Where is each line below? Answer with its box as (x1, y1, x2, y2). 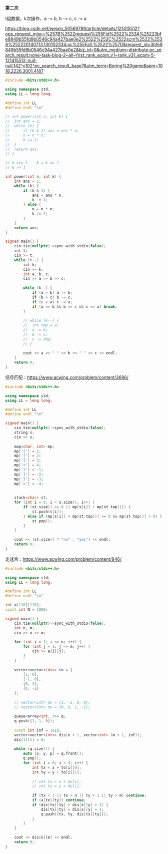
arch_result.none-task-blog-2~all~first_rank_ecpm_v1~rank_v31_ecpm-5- (5, 52, 156, 58)
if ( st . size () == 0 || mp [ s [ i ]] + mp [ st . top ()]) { (23, 505, 131, 510)
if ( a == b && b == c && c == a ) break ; (31, 304, 117, 309)
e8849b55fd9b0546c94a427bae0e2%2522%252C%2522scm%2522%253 (5, 36, 162, 42)
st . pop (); (31, 518, 52, 524)
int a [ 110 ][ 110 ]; (5, 603, 41, 608)
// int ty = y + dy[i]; (31, 783, 81, 789)
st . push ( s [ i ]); (31, 509, 64, 514)
